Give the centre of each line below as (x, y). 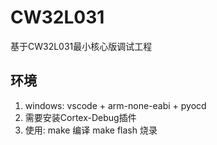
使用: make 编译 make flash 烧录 (91, 130)
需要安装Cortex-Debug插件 (80, 117)
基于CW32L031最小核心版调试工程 (81, 46)
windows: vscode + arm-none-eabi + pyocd (115, 105)
